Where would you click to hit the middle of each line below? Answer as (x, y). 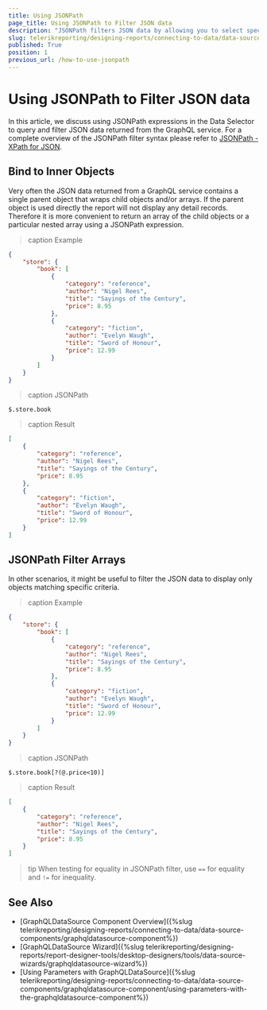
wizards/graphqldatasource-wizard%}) (84, 964)
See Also (31, 902)
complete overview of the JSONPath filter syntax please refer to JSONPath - (133, 138)
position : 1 (28, 52)
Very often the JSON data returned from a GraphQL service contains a (123, 191)
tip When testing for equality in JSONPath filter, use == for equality (136, 869)
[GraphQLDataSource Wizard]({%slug (82, 947)
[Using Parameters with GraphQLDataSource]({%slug (108, 972)
